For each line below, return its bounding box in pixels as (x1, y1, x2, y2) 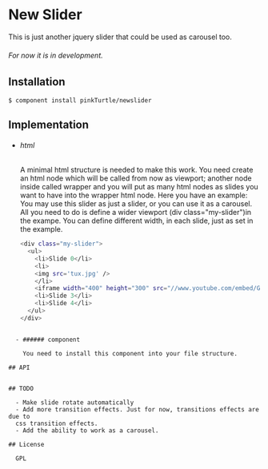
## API (8, 364, 30, 372)
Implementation (8, 117, 90, 131)
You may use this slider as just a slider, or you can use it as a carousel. (19, 199, 253, 209)
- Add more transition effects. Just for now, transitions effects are (15, 405, 260, 413)
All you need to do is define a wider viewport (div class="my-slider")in (19, 208, 252, 217)
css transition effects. (15, 419, 98, 427)
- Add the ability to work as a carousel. (15, 426, 159, 435)
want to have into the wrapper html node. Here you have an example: (19, 190, 248, 201)
